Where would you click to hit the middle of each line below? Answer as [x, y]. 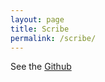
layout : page [37, 19]
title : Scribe [40, 29]
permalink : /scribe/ [53, 38]
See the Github [41, 67]
